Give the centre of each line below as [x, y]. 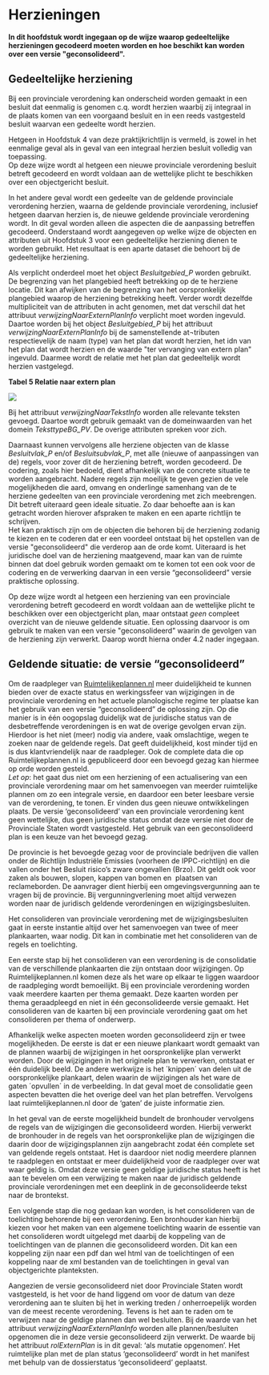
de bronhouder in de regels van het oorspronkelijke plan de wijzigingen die [131, 1136]
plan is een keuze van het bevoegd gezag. [78, 836]
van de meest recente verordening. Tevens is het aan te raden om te [121, 1311]
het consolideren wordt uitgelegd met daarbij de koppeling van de [117, 1236]
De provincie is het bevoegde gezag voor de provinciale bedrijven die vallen [133, 852]
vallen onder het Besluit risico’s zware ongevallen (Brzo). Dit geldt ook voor [132, 869]
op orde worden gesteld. [49, 768]
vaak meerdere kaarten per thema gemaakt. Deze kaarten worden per [123, 994]
